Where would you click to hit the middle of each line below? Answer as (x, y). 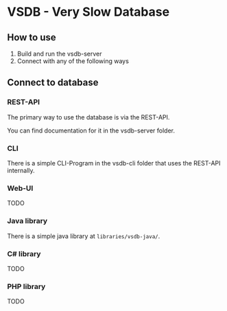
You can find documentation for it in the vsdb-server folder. (91, 130)
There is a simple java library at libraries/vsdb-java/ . (84, 236)
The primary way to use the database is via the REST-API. (88, 117)
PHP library (26, 286)
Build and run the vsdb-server (59, 54)
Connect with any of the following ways (73, 61)
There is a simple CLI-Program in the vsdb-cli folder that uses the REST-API (114, 163)
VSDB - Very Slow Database (88, 12)
